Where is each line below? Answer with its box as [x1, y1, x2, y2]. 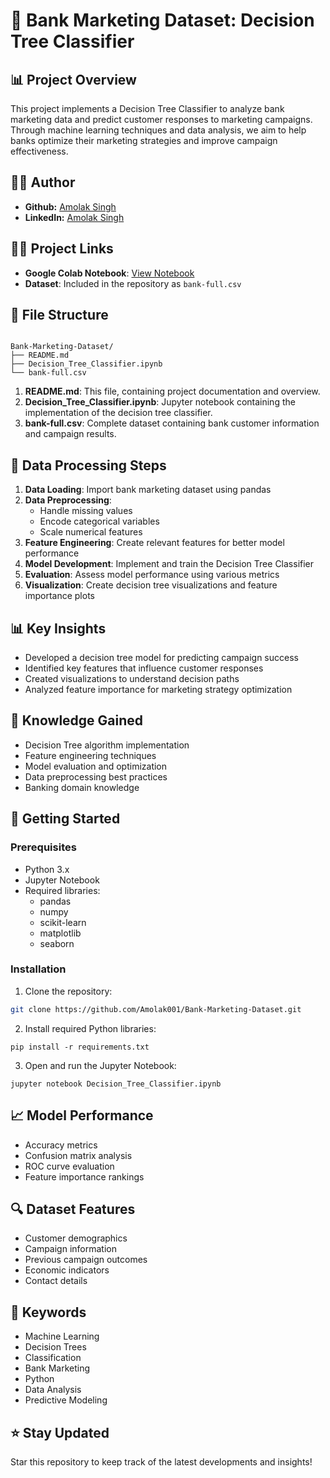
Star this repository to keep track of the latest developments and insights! [10, 1455, 313, 1468]
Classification [24, 1352, 82, 1364]
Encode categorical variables [39, 515, 160, 528]
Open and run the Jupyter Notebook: [24, 1059, 177, 1071]
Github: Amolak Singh [24, 200, 117, 213]
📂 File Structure [10, 307, 109, 324]
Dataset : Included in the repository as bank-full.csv [24, 277, 242, 289]
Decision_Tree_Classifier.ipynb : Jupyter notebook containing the [24, 396, 296, 408]
